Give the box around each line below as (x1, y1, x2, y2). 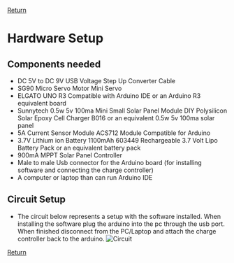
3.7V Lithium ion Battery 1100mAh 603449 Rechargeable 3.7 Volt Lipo (17, 136, 218, 144)
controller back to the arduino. (17, 234, 105, 243)
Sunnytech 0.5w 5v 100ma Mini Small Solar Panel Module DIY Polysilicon (17, 106, 228, 115)
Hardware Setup (7, 31, 103, 46)
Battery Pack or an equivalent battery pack (17, 143, 141, 152)
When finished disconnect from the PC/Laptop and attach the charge (17, 227, 217, 235)
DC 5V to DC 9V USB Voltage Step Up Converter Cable (17, 77, 176, 85)
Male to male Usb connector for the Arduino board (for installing (17, 159, 203, 166)
